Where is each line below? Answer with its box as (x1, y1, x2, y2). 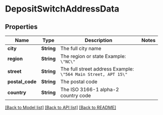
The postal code (60, 78, 98, 85)
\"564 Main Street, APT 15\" (60, 72, 128, 77)
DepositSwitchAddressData (5, 3, 120, 14)
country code (60, 92, 91, 99)
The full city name (60, 45, 101, 52)
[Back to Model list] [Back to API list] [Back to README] (5, 105, 116, 110)
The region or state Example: (60, 53, 126, 59)
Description (84, 37, 113, 43)
